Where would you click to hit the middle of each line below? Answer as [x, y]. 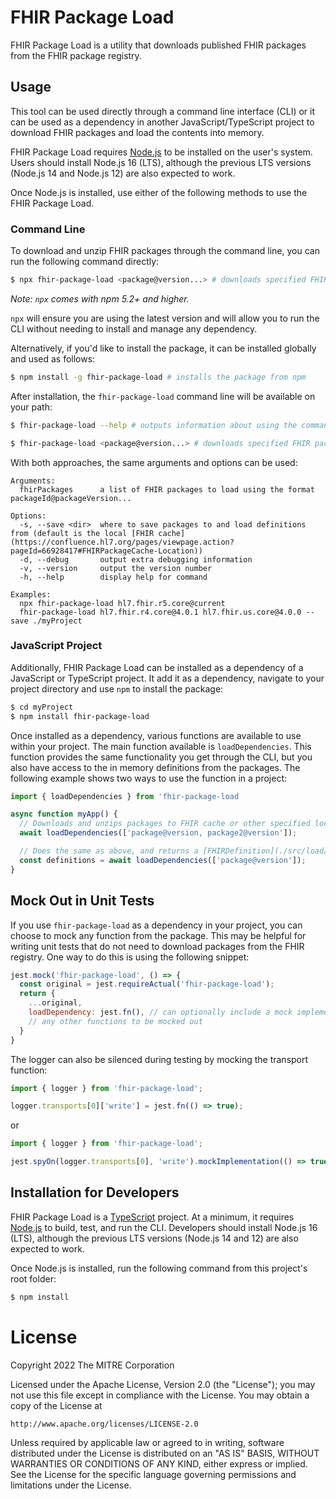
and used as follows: [53, 358]
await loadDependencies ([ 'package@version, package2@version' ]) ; [158, 833]
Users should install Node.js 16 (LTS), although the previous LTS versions [161, 162]
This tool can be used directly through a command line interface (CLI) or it [163, 111]
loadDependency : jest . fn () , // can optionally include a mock [160, 1012]
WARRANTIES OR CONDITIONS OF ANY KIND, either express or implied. [159, 1463]
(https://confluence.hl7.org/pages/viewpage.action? [122, 542]
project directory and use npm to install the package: [117, 688]
